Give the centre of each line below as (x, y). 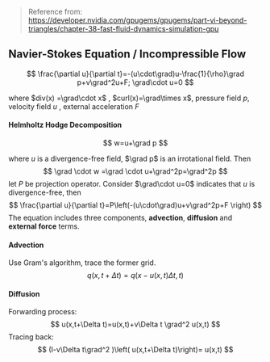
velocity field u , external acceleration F (74, 106)
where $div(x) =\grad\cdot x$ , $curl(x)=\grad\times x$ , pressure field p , (129, 98)
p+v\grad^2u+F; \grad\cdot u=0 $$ (135, 82)
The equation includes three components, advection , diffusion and (120, 218)
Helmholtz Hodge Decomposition (65, 125)
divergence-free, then (45, 192)
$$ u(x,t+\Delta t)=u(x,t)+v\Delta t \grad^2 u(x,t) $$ (135, 324)
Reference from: (55, 12)
